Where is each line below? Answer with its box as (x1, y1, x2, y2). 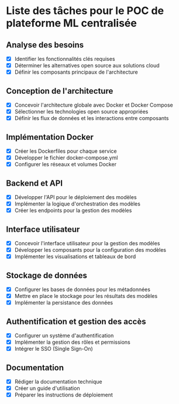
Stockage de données (6, 271, 88, 280)
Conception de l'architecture (6, 86, 113, 96)
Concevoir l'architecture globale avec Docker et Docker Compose (14, 101, 174, 108)
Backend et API (6, 178, 63, 188)
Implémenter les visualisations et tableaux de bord (14, 253, 136, 260)
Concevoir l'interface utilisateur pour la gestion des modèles (14, 240, 160, 246)
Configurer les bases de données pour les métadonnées (14, 286, 151, 293)
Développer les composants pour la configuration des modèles (14, 246, 167, 254)
